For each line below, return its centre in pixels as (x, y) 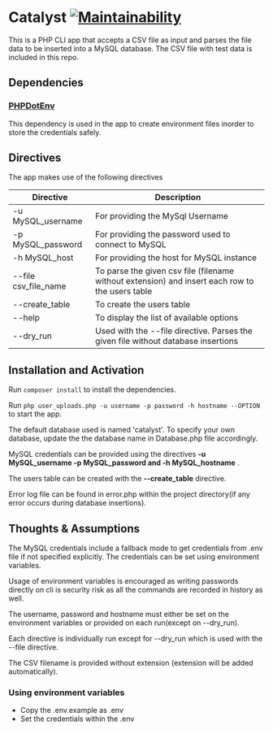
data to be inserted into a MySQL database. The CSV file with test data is (130, 48)
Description (178, 198)
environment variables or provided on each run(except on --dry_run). (124, 623)
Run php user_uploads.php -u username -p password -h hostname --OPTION (134, 406)
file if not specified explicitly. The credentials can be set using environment (134, 557)
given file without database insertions (166, 341)
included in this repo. (43, 57)
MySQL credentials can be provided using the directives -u (107, 454)
